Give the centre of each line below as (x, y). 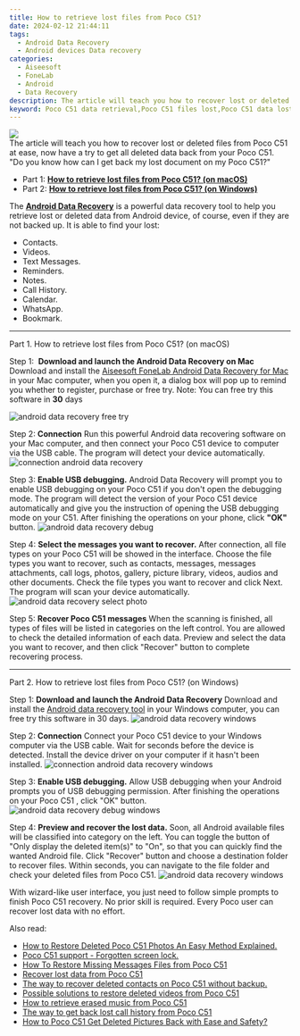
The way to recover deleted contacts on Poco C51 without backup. (145, 984)
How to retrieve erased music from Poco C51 (104, 1003)
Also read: (28, 929)
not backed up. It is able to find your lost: (85, 225)
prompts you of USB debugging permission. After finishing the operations (144, 791)
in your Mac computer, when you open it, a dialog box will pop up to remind (148, 380)
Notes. (34, 280)
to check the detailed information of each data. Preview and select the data (147, 638)
